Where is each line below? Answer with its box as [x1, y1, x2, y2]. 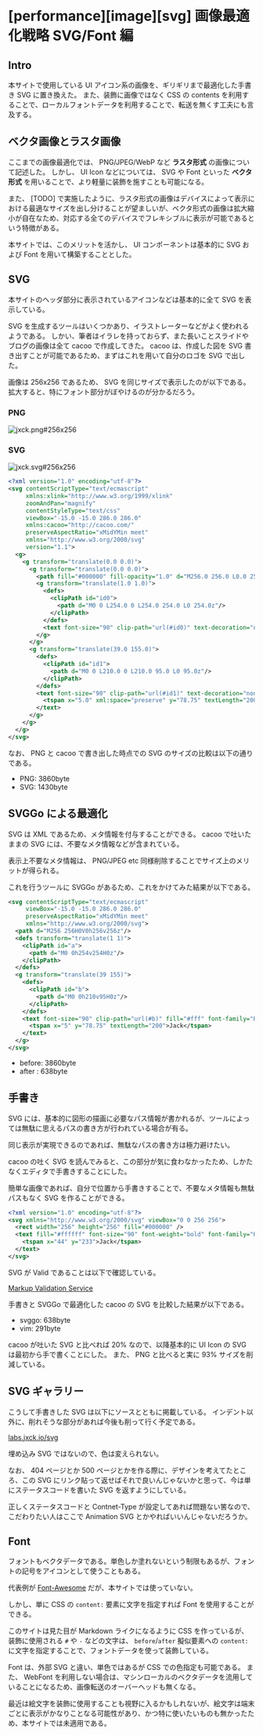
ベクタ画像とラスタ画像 [8, 135, 121, 148]
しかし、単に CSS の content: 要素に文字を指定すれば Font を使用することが [8, 1600, 254, 1609]
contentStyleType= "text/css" [25, 507, 121, 514]
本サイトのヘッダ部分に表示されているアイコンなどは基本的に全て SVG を [8, 295, 245, 304]
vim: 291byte [19, 1323, 61, 1333]
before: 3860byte [19, 1058, 77, 1067]
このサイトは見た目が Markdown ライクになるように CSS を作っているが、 [8, 1627, 249, 1636]
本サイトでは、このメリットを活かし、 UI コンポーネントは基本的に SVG [8, 240, 241, 249]
